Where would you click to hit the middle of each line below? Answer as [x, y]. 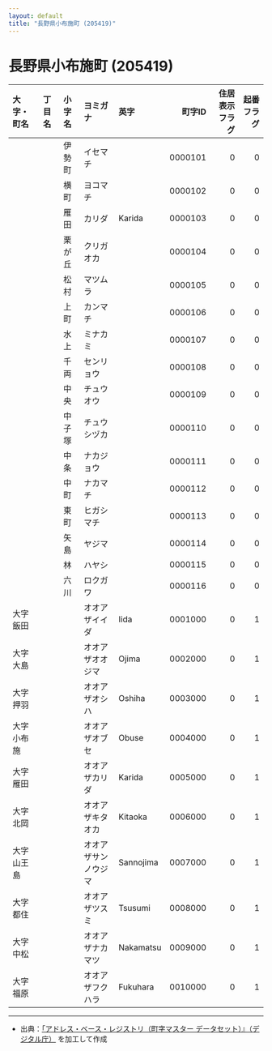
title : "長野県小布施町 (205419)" [62, 23]
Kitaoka [133, 817]
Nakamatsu [140, 947]
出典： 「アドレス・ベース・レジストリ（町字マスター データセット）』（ [136, 1029]
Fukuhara [136, 987]
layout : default [36, 16]
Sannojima [138, 862]
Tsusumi [135, 908]
